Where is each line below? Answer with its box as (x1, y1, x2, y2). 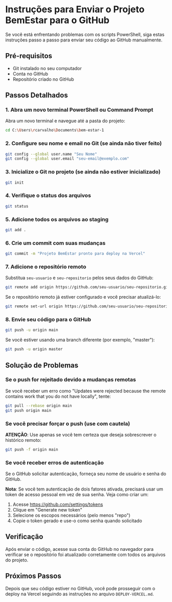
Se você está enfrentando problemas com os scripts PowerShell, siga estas (5, 31, 165, 37)
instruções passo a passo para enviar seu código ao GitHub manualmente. (5, 37, 163, 43)
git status (5, 204, 29, 209)
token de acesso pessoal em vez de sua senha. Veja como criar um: (5, 492, 149, 498)
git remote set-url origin (5, 304, 63, 309)
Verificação (5, 532, 44, 541)
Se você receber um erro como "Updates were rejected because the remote (5, 388, 166, 394)
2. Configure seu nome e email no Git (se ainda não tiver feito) (5, 140, 162, 147)
